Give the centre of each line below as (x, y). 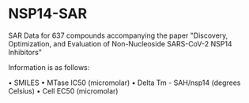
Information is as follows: (49, 67)
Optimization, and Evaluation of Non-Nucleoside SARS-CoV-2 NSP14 (120, 43)
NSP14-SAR (48, 14)
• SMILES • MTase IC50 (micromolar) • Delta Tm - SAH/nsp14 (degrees (124, 83)
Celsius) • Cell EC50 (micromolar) (63, 90)
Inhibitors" (25, 52)
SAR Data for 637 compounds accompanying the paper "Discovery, (118, 35)
